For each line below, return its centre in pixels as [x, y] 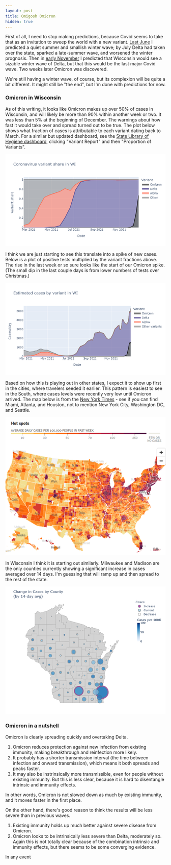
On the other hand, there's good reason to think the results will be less [79, 810]
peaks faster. [26, 769]
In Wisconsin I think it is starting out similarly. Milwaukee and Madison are [82, 563]
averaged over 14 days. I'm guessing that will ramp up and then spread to [82, 574]
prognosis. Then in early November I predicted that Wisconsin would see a [83, 58]
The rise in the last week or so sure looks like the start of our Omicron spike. [85, 265]
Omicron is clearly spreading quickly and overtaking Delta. [67, 737]
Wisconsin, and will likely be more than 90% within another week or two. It [83, 114]
